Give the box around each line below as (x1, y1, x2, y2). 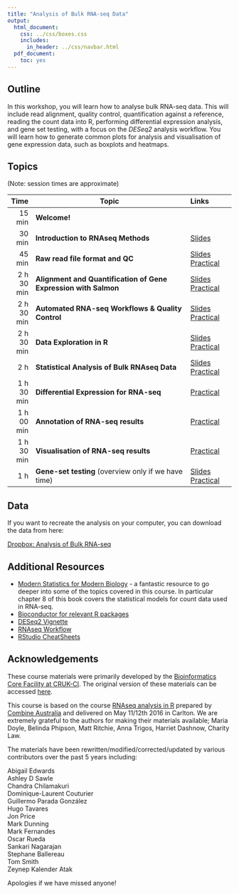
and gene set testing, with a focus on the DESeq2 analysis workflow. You (7, 125, 221, 133)
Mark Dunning (7, 819, 49, 828)
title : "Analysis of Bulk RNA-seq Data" (7, 10, 129, 18)
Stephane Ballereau (7, 849, 65, 858)
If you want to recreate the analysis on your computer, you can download (7, 519, 222, 527)
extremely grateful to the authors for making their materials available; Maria (7, 716, 228, 724)
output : (7, 17, 31, 24)
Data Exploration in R (35, 338, 108, 348)
